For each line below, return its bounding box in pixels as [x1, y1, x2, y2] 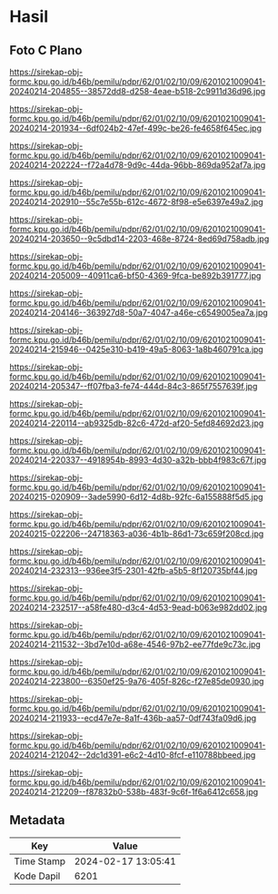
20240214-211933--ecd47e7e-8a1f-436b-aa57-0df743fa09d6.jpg [9, 712, 257, 723]
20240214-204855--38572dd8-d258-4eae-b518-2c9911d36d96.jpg [9, 86, 266, 96]
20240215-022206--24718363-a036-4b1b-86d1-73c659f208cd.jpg [9, 528, 264, 539]
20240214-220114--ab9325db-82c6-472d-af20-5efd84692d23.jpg [9, 418, 264, 428]
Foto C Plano [9, 43, 83, 58]
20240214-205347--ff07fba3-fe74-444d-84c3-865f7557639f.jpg [9, 381, 258, 391]
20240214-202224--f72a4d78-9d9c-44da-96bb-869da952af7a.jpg [9, 160, 266, 170]
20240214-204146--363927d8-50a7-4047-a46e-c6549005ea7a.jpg [9, 307, 268, 318]
